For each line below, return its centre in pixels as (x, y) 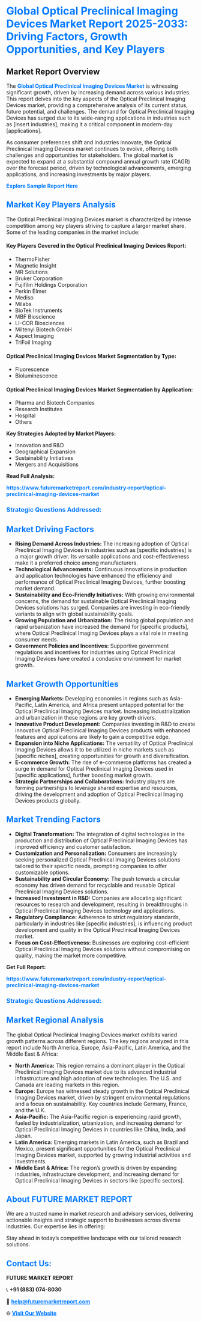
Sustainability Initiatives (44, 458)
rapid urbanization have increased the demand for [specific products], (102, 627)
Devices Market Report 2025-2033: (97, 24)
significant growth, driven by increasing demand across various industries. (98, 92)
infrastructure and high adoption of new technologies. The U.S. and (98, 1078)
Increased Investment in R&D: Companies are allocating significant (98, 898)
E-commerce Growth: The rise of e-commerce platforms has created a (103, 762)
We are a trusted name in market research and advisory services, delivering (100, 1214)
